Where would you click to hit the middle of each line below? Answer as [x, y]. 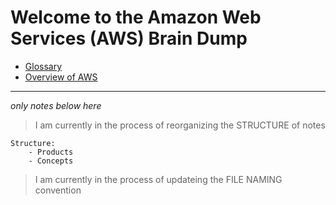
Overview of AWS [61, 77]
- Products [51, 152]
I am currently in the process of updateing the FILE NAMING [158, 179]
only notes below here [56, 105]
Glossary [43, 66]
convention [58, 190]
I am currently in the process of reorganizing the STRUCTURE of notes [180, 125]
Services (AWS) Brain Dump [129, 38]
